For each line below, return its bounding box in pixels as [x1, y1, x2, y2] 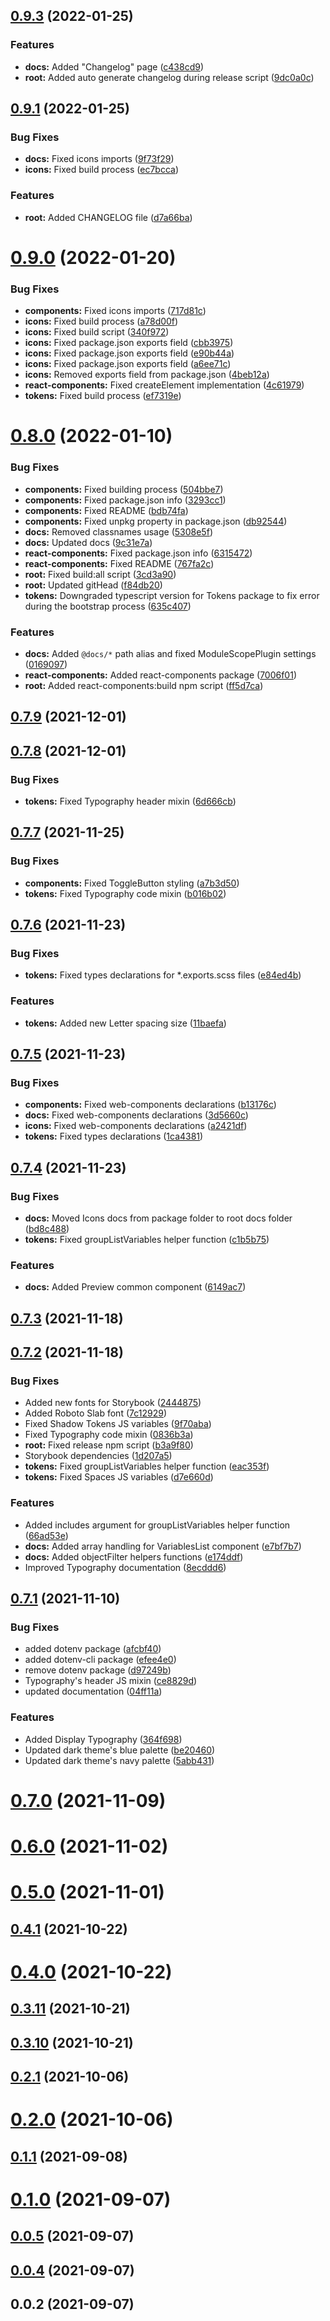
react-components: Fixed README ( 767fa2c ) [24, 557, 215, 569]
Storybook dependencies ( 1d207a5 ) [24, 1450, 173, 1462]
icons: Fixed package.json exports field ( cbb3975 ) [24, 337, 234, 349]
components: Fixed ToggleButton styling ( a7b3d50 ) [24, 877, 240, 889]
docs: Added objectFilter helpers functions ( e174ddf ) [24, 1550, 244, 1563]
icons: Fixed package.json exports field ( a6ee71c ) [24, 358, 232, 370]
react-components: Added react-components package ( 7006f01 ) [24, 669, 297, 681]
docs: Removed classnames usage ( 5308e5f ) [24, 525, 213, 538]
